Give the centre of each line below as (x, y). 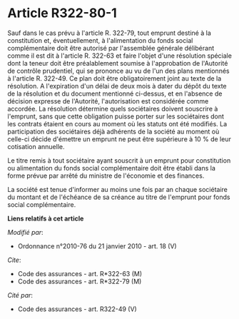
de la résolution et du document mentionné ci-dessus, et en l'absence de (115, 93)
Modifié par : (26, 232)
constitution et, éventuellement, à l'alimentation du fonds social (100, 40)
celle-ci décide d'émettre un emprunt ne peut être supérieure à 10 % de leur (119, 139)
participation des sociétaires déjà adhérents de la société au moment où (113, 131)
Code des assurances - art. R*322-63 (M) (80, 273)
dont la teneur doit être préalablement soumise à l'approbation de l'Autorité (118, 63)
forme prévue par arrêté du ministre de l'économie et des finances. (106, 176)
